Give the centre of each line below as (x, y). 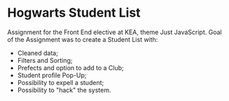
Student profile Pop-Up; (52, 75)
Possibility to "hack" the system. (64, 90)
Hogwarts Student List (74, 13)
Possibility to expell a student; (61, 82)
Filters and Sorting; (45, 60)
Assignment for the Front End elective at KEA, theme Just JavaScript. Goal (114, 32)
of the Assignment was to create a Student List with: (83, 39)
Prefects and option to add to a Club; (70, 68)
